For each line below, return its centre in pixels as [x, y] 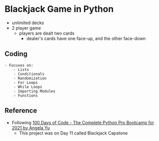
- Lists [21, 70]
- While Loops [28, 87]
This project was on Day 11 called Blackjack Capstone [73, 133]
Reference [21, 111]
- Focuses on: [19, 65]
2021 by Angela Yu [31, 128]
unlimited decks [28, 23]
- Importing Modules [34, 91]
